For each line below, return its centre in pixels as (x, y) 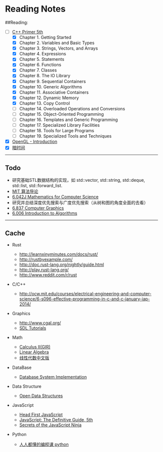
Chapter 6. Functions (40, 65)
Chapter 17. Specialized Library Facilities (59, 125)
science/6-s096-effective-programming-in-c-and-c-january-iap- (85, 299)
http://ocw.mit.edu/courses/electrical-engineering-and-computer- (85, 294)
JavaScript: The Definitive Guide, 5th (56, 419)
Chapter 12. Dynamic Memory (49, 98)
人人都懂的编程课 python (44, 444)
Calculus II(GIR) (35, 347)
